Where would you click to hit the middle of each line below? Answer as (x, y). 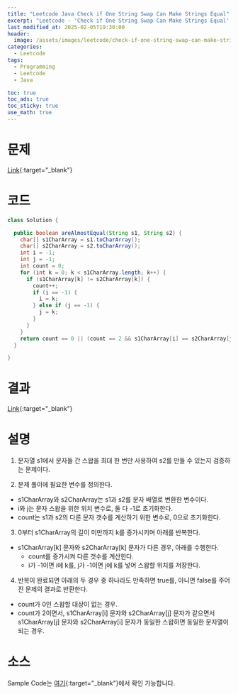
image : (23, 40)
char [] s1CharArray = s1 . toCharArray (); (80, 239)
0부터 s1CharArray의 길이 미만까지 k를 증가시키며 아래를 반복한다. (109, 532)
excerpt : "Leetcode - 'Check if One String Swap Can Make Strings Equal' (119, 21)
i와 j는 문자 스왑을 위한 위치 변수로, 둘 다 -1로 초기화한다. (95, 509)
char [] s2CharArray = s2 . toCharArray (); (80, 246)
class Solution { (33, 220)
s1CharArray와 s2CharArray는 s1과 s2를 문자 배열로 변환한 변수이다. (113, 500)
